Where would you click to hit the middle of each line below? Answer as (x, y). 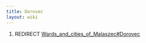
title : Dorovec (25, 11)
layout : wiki (22, 17)
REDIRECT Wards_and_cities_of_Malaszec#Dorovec (77, 34)
